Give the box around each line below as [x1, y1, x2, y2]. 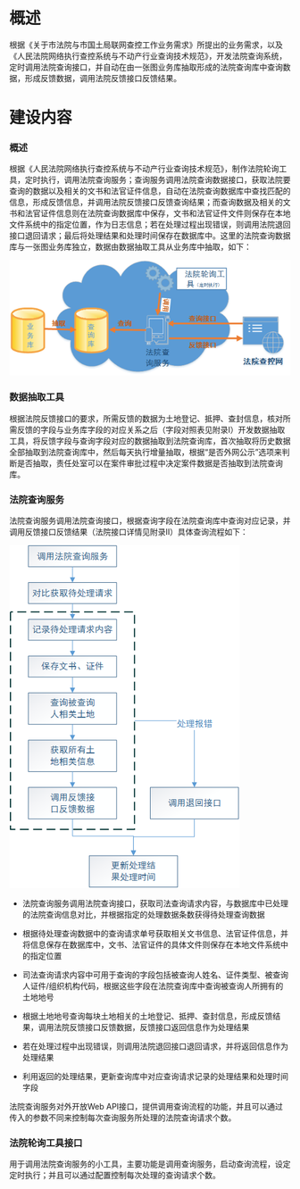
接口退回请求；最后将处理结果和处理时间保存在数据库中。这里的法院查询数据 [9, 230, 291, 241]
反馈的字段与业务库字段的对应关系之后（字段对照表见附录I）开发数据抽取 [16, 424, 286, 435]
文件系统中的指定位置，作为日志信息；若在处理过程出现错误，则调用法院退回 [9, 220, 291, 230]
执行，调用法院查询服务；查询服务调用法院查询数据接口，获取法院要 [39, 175, 291, 186]
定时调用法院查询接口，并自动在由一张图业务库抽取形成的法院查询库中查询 [9, 62, 283, 72]
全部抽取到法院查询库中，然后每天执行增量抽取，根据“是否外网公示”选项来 [9, 446, 283, 457]
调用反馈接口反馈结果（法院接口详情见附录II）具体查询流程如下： [9, 526, 248, 536]
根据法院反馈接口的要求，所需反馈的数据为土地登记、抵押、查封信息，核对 [9, 412, 283, 424]
